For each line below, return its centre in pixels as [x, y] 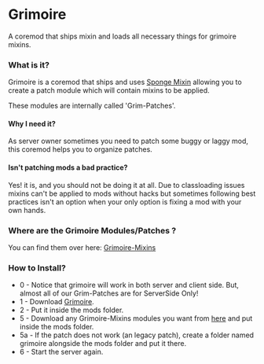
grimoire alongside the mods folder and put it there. [103, 344]
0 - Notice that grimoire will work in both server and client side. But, [129, 285]
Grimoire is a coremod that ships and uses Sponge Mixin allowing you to [125, 82]
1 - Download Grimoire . [57, 302]
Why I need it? [32, 123]
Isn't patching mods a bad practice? [68, 167]
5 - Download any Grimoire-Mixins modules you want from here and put [136, 318]
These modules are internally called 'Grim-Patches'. [92, 106]
